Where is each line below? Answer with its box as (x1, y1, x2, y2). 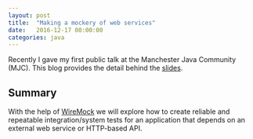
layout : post (8, 11, 51, 20)
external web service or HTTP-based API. (8, 123, 143, 134)
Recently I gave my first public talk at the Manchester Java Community (8, 55, 237, 64)
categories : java (8, 33, 65, 42)
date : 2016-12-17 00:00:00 (8, 26, 103, 34)
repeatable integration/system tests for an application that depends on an (8, 115, 245, 125)
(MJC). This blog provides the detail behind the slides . (8, 64, 183, 73)
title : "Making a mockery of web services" (8, 19, 156, 27)
